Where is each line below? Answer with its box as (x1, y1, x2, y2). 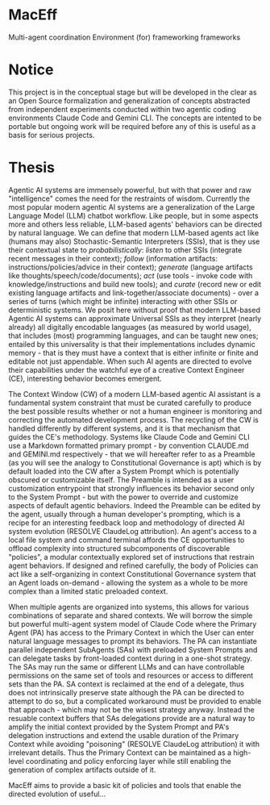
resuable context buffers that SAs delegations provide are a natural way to (8, 713, 255, 723)
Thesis (8, 159, 55, 177)
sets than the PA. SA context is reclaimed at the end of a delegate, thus (8, 679, 244, 689)
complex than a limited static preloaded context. (8, 586, 168, 596)
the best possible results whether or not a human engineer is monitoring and (8, 406, 263, 416)
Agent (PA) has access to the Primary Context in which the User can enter (8, 628, 255, 637)
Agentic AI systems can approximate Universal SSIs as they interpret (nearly (8, 313, 262, 323)
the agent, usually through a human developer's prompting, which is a (8, 509, 241, 519)
